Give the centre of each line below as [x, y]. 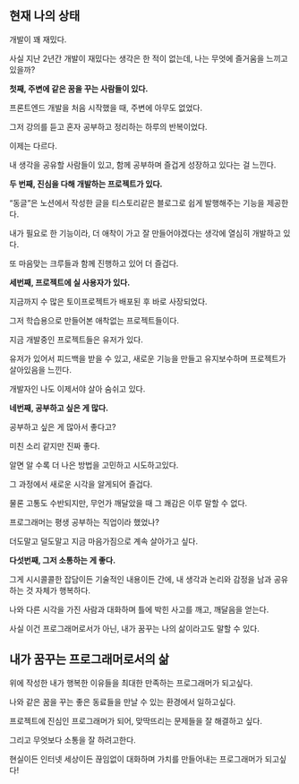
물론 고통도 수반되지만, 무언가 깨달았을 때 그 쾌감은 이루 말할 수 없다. [128, 503]
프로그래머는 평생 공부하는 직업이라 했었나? [84, 521]
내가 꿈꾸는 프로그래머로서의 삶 [90, 660]
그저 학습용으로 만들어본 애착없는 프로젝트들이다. [94, 320]
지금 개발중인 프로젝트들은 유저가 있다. [76, 340]
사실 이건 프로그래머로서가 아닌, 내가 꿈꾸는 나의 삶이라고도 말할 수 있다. [134, 628]
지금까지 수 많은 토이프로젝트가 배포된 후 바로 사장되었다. [108, 301]
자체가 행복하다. [63, 590]
